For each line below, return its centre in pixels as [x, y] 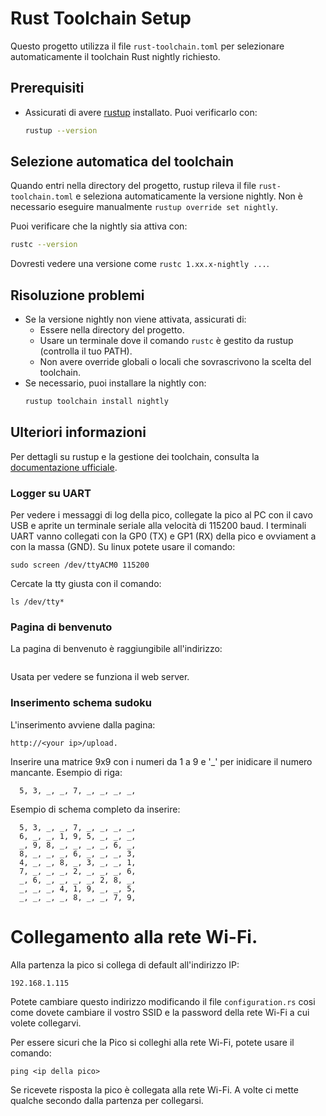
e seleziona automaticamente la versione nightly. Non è [189, 196]
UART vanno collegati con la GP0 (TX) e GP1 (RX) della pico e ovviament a [163, 536]
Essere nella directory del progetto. [112, 330]
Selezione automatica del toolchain [122, 162]
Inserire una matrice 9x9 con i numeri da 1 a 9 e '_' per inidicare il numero [161, 761]
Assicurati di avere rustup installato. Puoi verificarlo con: [141, 112]
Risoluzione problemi [77, 295]
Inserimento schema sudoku [81, 703]
